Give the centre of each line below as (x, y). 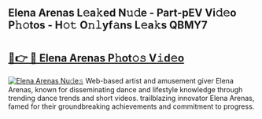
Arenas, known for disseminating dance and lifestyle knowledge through (125, 89)
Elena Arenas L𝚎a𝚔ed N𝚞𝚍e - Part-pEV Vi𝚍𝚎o (122, 13)
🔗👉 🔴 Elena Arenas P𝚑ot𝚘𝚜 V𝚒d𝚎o (96, 58)
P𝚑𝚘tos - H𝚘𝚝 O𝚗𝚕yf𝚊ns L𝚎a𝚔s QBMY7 (108, 26)
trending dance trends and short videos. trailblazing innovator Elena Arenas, (131, 98)
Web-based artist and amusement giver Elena (160, 81)
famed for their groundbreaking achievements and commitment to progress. (131, 106)
